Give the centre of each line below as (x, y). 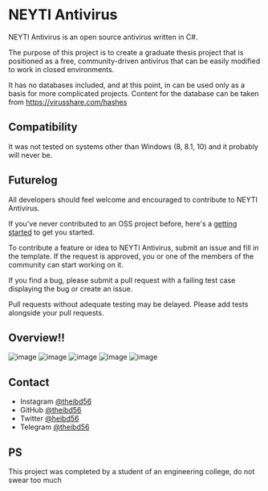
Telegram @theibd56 (55, 427)
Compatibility (43, 127)
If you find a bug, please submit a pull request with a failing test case (122, 280)
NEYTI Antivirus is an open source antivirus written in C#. (103, 37)
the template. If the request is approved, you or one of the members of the (131, 256)
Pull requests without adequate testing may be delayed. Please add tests (128, 304)
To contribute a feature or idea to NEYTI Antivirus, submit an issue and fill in (134, 248)
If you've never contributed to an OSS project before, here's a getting (123, 223)
